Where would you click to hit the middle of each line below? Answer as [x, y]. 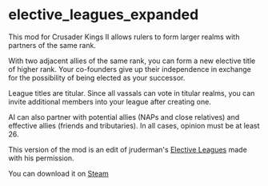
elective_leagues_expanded [104, 15]
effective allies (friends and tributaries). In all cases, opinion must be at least [134, 125]
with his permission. [41, 158]
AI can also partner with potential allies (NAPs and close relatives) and [124, 117]
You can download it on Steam [59, 173]
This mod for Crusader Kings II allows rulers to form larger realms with [124, 37]
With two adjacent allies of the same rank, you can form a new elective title [132, 61]
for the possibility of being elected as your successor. [97, 77]
